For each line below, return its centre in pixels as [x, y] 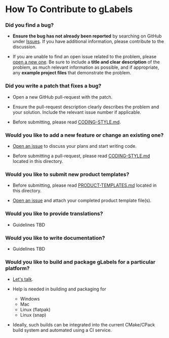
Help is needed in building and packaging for [59, 289]
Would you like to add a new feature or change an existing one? [85, 135]
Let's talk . [23, 279]
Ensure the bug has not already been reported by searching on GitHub [87, 36]
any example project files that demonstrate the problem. [72, 73]
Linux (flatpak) [35, 310]
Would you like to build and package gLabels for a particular [80, 262]
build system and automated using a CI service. [62, 330]
